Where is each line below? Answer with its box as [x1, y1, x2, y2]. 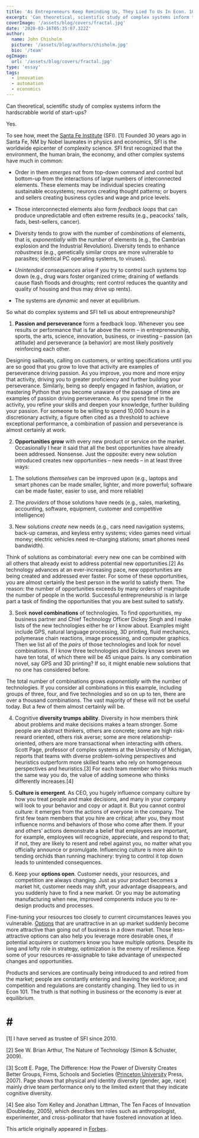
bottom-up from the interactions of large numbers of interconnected [14, 175, 182, 182]
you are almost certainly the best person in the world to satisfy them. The [6, 578, 185, 586]
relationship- [141, 733, 173, 741]
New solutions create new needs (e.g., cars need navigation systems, [14, 523, 185, 530]
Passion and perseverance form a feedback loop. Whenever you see [14, 319, 185, 327]
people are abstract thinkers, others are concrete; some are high [14, 727, 173, 734]
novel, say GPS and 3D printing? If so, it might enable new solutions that [14, 660, 191, 667]
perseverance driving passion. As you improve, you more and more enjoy [6, 369, 185, 377]
